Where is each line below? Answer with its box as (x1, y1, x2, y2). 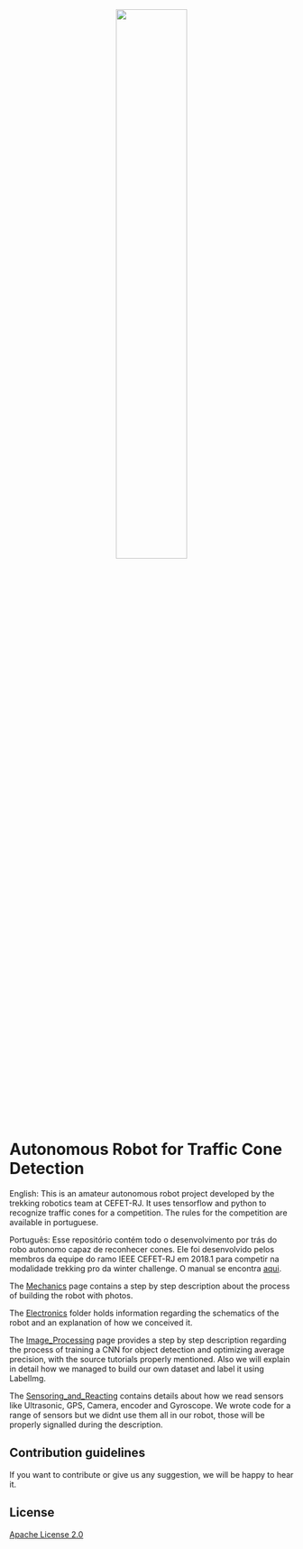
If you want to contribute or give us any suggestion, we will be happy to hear (9, 1469, 294, 1480)
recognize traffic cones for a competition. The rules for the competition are (9, 1207, 288, 1218)
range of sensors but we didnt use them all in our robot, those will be (9, 1409, 265, 1420)
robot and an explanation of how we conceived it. (9, 1316, 193, 1328)
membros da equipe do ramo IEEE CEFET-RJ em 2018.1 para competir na (9, 1253, 280, 1264)
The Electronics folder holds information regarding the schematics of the (9, 1307, 280, 1318)
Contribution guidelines (9, 1445, 146, 1461)
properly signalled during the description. (9, 1419, 164, 1430)
